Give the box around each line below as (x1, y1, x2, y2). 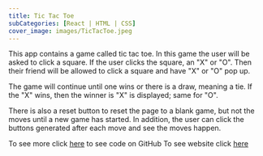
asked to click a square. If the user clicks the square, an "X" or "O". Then (8, 57, 252, 67)
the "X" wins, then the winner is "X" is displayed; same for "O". (8, 91, 218, 100)
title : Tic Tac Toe (8, 11, 75, 20)
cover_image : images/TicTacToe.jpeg (8, 27, 132, 35)
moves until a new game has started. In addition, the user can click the (8, 115, 245, 124)
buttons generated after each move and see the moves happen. (8, 123, 222, 133)
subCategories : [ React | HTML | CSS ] (8, 19, 136, 27)
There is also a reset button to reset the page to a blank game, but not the (8, 106, 255, 116)
